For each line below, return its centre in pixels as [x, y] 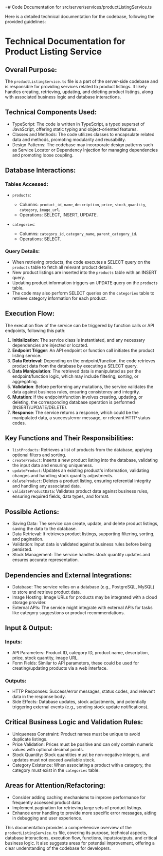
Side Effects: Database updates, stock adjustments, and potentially [79, 702]
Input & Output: [29, 628]
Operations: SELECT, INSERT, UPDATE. [59, 214]
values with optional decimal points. [48, 749]
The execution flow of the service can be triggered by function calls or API [80, 325]
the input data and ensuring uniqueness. [53, 466]
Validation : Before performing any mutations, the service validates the [83, 387]
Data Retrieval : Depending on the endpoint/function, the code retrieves [84, 361]
